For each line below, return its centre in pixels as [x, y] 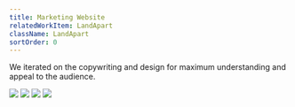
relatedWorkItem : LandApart [61, 26]
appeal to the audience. [52, 77]
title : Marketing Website [57, 17]
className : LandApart [49, 34]
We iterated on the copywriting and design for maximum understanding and [147, 67]
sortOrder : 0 [33, 42]
